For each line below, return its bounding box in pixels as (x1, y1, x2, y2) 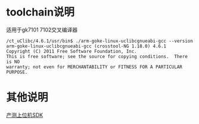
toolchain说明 (6, 5, 75, 19)
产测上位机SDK (6, 111, 43, 119)
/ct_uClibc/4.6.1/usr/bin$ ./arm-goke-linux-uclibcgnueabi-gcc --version (6, 38, 194, 44)
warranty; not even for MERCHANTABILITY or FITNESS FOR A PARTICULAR (6, 63, 183, 70)
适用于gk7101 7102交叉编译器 (6, 26, 78, 33)
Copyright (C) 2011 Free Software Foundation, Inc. (6, 48, 137, 54)
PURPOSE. (6, 69, 28, 75)
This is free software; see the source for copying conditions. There (6, 53, 188, 59)
